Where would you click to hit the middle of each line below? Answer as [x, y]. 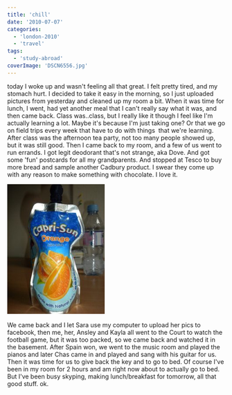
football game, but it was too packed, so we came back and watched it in [111, 340]
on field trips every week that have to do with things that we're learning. [110, 130]
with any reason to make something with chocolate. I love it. [92, 174]
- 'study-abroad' [38, 59]
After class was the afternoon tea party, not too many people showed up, [111, 138]
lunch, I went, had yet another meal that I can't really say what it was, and [112, 108]
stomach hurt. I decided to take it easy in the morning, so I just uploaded [110, 93]
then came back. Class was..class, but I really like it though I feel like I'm [110, 116]
